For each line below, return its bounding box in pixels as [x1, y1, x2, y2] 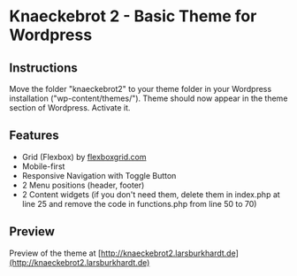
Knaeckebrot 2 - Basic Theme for [9, 6, 257, 27]
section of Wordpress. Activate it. [9, 103, 131, 112]
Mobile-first [21, 161, 65, 172]
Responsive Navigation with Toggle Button [21, 170, 177, 180]
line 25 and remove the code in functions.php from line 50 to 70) [21, 198, 257, 209]
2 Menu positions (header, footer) [21, 180, 145, 190]
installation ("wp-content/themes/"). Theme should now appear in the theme [9, 93, 288, 103]
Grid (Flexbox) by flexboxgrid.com [21, 151, 147, 162]
